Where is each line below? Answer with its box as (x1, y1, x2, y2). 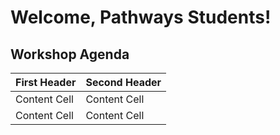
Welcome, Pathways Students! (10, 6, 272, 29)
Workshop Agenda (10, 46, 130, 63)
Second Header (85, 76, 162, 89)
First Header (15, 76, 77, 89)
